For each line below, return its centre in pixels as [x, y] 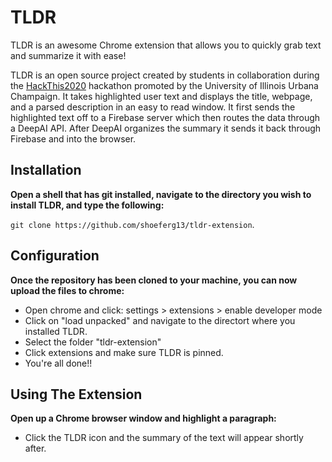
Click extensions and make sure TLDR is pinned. [124, 352]
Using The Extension [76, 394]
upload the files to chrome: [67, 290]
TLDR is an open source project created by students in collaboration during [165, 75]
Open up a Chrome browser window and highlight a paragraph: [143, 418]
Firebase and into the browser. [73, 138]
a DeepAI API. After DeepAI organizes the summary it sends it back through [166, 128]
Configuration [55, 256]
